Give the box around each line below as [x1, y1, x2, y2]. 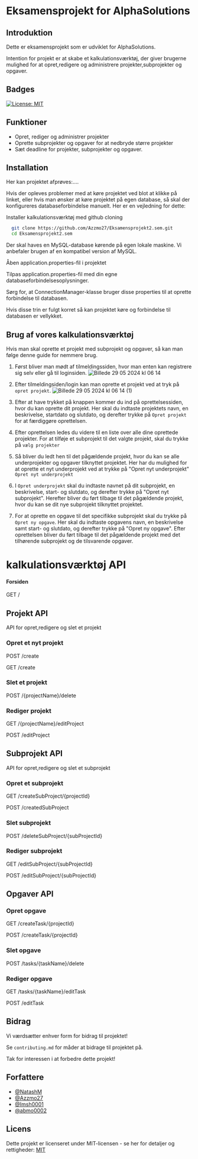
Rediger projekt [6, 707, 51, 715]
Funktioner [6, 117, 47, 128]
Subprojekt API [6, 749, 63, 759]
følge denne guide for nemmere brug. [6, 352, 98, 358]
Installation [6, 163, 48, 173]
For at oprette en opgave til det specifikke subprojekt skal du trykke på [14, 513, 187, 519]
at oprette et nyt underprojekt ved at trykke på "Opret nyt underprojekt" [14, 465, 189, 472]
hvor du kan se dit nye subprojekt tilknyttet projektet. [14, 501, 144, 508]
